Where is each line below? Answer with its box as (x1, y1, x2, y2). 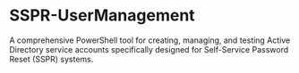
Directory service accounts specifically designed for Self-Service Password (9, 44, 289, 54)
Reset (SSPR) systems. (9, 53, 94, 64)
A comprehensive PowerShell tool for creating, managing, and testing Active (9, 35, 291, 45)
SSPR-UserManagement (9, 5, 195, 26)
